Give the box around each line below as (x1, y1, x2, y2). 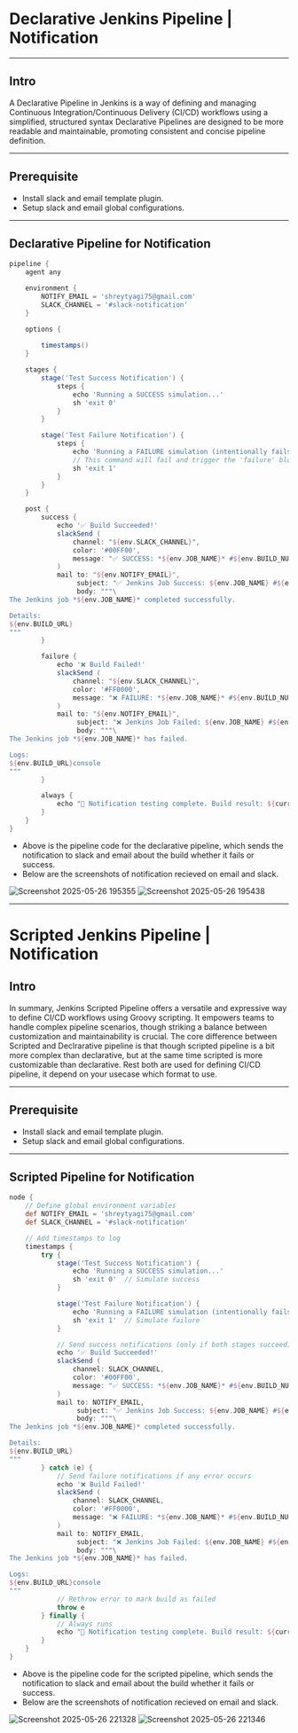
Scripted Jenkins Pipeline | (9, 925, 211, 945)
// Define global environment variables (25, 1202, 176, 1211)
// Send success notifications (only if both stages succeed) (56, 1340, 292, 1349)
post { (25, 505, 50, 514)
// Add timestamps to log (25, 1234, 122, 1243)
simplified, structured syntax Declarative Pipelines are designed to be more (9, 116, 284, 127)
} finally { (41, 1611, 86, 1620)
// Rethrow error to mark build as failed (56, 1595, 216, 1604)
